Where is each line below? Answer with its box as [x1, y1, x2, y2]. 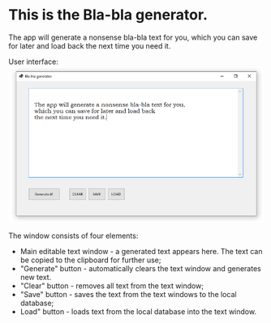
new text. [19, 272, 52, 282]
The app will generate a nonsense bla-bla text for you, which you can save [8, 32, 258, 42]
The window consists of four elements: [8, 231, 139, 240]
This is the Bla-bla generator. [8, 6, 209, 24]
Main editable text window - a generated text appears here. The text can [19, 246, 263, 256]
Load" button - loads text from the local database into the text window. [19, 306, 257, 317]
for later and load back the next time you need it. [8, 40, 171, 50]
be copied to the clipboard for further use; [19, 255, 161, 265]
